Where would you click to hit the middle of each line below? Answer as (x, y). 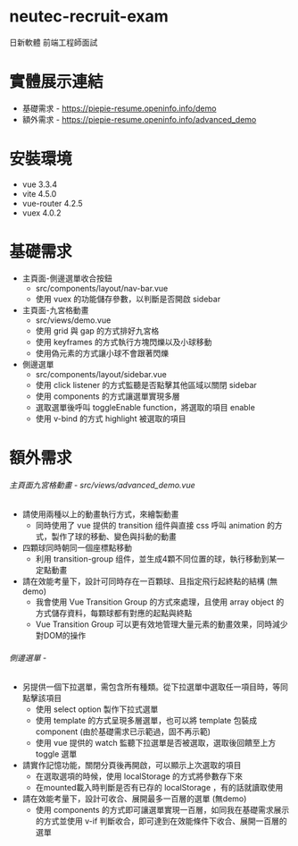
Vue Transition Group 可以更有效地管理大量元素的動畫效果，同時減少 (161, 624)
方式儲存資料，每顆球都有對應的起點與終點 (114, 613)
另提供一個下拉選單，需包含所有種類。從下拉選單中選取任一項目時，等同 (155, 687)
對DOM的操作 (61, 636)
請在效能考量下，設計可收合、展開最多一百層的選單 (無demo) (134, 799)
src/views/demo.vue (73, 320)
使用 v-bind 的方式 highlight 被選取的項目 (111, 419)
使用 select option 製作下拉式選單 (97, 709)
